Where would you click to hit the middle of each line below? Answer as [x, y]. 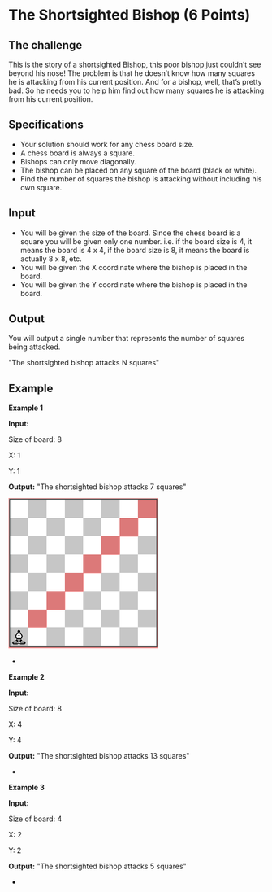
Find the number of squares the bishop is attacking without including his [141, 179]
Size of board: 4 [35, 819]
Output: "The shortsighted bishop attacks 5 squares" [97, 866]
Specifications [46, 125]
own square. [41, 187]
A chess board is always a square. [78, 153]
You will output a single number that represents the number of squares [127, 339]
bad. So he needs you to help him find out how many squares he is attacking [136, 90]
